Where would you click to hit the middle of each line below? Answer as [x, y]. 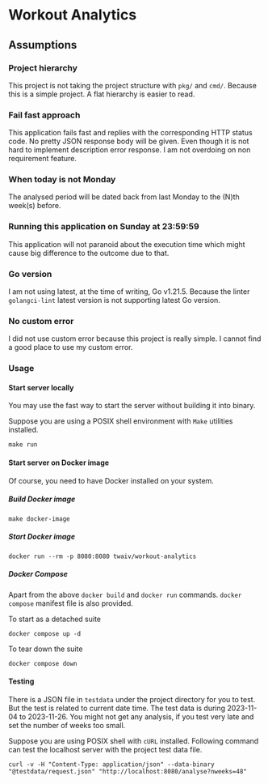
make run [23, 445]
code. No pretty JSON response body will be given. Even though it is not [129, 141]
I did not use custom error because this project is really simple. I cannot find [135, 339]
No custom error [41, 321]
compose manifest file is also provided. [71, 603]
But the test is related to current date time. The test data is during [117, 708]
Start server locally [41, 387]
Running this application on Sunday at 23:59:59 [104, 227]
